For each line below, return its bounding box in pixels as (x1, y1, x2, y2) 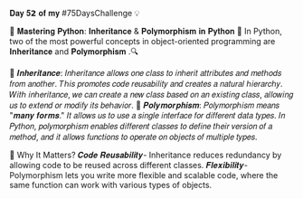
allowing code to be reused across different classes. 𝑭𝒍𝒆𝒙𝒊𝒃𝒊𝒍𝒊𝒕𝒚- (9, 160, 249, 170)
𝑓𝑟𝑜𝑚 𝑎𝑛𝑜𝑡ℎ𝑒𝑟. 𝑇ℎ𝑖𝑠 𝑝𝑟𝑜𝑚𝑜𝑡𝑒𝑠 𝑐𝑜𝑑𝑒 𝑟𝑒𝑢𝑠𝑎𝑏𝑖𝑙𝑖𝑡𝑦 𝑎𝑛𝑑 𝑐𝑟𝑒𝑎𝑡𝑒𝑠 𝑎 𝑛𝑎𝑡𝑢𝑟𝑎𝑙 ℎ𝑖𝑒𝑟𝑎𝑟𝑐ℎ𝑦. (9, 79, 283, 89)
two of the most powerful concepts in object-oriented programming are (9, 36, 276, 46)
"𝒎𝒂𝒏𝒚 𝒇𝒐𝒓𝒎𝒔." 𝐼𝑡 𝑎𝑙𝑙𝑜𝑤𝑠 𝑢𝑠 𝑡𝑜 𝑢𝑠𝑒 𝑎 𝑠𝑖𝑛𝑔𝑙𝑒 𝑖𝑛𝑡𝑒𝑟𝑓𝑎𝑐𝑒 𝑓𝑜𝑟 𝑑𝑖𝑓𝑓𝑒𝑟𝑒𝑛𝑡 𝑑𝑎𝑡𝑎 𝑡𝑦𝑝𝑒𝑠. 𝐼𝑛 (9, 110, 286, 120)
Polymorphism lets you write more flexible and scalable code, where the (9, 170, 279, 180)
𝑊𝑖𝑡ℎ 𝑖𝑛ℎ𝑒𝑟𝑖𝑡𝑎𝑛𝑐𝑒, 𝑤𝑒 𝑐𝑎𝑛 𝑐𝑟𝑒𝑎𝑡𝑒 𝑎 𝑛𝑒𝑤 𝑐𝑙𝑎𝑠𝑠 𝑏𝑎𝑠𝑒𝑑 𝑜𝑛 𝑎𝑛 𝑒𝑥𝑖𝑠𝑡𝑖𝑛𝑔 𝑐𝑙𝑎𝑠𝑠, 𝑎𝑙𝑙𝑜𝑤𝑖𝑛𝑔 (9, 90, 294, 99)
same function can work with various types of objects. (9, 180, 213, 190)
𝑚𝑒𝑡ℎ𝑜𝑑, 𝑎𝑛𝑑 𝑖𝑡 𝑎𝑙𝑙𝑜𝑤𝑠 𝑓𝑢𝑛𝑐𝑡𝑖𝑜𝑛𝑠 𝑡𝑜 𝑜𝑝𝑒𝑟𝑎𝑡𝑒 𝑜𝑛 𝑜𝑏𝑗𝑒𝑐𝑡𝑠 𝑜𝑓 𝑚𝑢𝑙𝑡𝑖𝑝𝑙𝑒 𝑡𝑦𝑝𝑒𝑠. (9, 131, 258, 142)
